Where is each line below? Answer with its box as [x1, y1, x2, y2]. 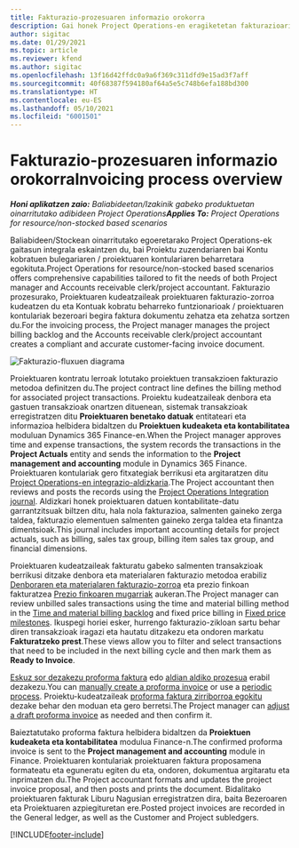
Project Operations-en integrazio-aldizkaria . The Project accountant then [10, 477, 274, 488]
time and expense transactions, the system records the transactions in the [10, 439, 281, 450]
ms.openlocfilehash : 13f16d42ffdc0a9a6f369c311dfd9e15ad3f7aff [10, 71, 249, 80]
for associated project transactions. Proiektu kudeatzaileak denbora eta [10, 392, 271, 403]
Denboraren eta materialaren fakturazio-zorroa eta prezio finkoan [10, 580, 249, 590]
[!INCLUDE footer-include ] [10, 829, 105, 840]
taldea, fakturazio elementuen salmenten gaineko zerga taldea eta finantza [10, 515, 283, 525]
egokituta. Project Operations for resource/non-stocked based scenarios [10, 263, 274, 274]
